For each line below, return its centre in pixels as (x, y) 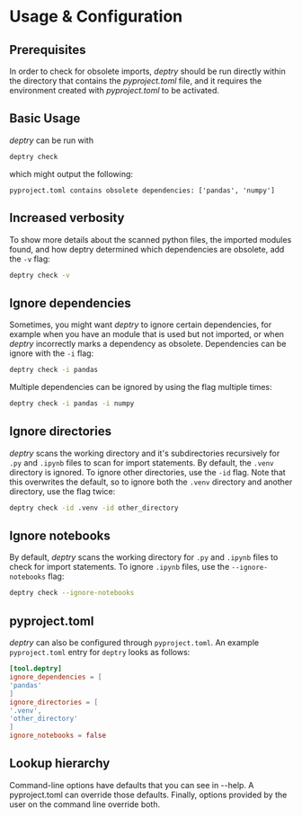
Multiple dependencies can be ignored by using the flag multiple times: (141, 387)
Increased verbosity (67, 218)
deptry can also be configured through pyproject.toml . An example (134, 643)
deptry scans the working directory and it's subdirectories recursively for (145, 453)
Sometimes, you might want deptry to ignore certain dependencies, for (141, 324)
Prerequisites (48, 50)
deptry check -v (40, 275)
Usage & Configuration (96, 17)
